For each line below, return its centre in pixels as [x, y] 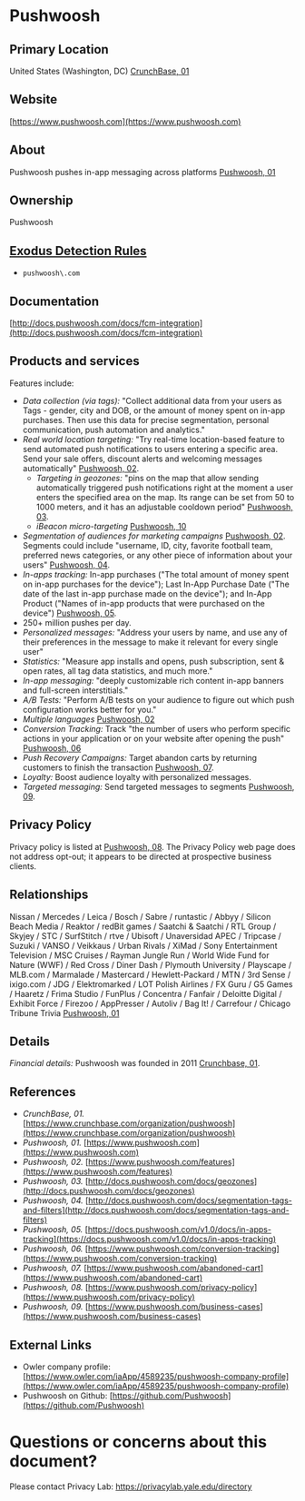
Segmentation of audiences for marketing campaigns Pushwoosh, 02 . [154, 536]
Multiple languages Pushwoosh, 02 [89, 719]
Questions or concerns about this [138, 1442]
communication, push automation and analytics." [114, 430]
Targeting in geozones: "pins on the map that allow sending [148, 478]
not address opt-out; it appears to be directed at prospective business [141, 856]
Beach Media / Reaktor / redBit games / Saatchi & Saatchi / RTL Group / [143, 926]
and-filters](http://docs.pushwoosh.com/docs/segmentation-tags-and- [156, 1210]
